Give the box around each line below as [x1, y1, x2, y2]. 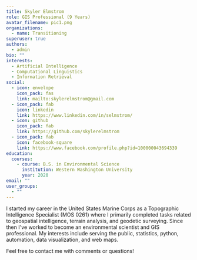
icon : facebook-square [16, 139, 72, 146]
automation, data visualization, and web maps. [6, 236, 119, 243]
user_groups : [6, 183, 38, 189]
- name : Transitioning [11, 31, 67, 36]
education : [6, 150, 33, 156]
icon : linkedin [16, 107, 54, 113]
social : [6, 80, 25, 86]
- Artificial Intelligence [11, 63, 78, 69]
